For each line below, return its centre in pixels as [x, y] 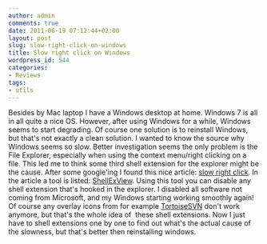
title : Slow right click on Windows [69, 53]
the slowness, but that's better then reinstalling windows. [102, 232]
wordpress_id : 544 [39, 61]
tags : [17, 82]
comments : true [34, 23]
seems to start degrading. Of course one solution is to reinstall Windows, [128, 130]
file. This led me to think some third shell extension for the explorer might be [134, 164]
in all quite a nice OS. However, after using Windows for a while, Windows [130, 122]
